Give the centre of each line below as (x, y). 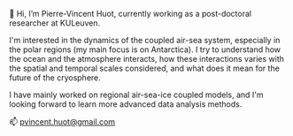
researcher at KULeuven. (55, 23)
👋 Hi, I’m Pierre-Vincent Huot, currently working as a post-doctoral (131, 14)
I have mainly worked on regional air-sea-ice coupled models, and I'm (136, 94)
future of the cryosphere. (55, 78)
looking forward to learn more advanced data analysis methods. (126, 104)
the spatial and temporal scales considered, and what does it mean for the (145, 68)
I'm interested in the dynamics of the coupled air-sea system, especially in (145, 40)
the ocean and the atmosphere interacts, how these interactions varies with (147, 59)
